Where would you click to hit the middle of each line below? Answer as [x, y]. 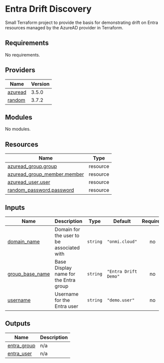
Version [40, 84]
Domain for [67, 229]
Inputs [15, 208]
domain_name [24, 242]
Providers [20, 70]
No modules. [18, 129]
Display [63, 268]
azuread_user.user [29, 182]
